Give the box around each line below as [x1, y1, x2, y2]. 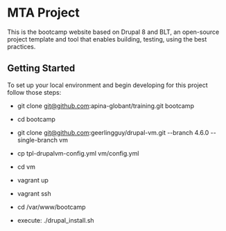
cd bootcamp [17, 115, 55, 123]
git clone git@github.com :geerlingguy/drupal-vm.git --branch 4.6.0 [17, 128, 209, 136]
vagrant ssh [17, 189, 52, 198]
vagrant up [17, 176, 49, 184]
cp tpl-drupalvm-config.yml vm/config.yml [17, 149, 139, 157]
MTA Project [7, 5, 80, 21]
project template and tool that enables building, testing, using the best [7, 35, 207, 43]
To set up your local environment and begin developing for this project [7, 81, 208, 89]
